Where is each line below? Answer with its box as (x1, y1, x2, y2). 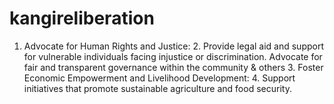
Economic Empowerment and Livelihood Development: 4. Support (23, 72, 296, 84)
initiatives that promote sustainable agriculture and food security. (23, 82, 292, 94)
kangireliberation (9, 7, 155, 30)
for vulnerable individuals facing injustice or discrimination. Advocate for (23, 50, 323, 62)
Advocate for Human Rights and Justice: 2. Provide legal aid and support (23, 40, 325, 52)
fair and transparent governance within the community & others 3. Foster (23, 61, 324, 73)
